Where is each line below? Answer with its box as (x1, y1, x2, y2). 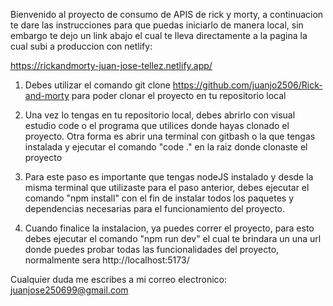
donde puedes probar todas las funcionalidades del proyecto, (24, 244, 280, 255)
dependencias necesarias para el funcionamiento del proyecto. (24, 203, 286, 214)
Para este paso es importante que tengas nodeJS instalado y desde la (24, 171, 314, 183)
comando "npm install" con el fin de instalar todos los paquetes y (24, 192, 295, 204)
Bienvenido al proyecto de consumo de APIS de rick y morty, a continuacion (10, 9, 324, 20)
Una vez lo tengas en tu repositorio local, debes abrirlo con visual (24, 109, 296, 121)
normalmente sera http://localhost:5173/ (24, 254, 190, 266)
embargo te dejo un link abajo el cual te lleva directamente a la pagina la (10, 30, 308, 41)
